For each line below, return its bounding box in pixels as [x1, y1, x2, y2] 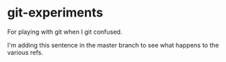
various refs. [7, 48, 43, 56]
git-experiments [7, 5, 103, 21]
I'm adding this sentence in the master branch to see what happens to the [7, 41, 220, 49]
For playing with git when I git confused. [7, 28, 123, 36]
